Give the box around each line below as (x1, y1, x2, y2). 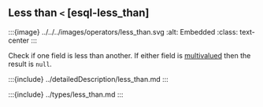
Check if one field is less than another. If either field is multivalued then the (8, 50, 251, 60)
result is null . (8, 59, 53, 68)
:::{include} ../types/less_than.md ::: (8, 90, 124, 99)
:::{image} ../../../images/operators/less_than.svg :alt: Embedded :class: (8, 27, 239, 36)
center (8, 35, 30, 45)
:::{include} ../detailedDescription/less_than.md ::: (8, 74, 169, 83)
